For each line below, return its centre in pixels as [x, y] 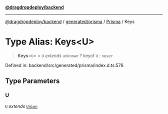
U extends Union [21, 106]
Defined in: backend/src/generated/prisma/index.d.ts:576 [64, 65]
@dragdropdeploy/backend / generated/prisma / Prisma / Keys [70, 21]
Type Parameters [32, 81]
